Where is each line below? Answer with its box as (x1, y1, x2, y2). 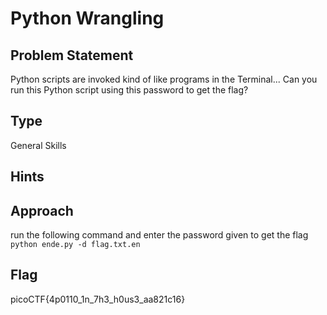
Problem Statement (10, 47, 134, 64)
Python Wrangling (10, 7, 165, 30)
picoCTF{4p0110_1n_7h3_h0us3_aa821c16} (10, 293, 186, 305)
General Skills (10, 139, 67, 151)
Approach (10, 202, 74, 219)
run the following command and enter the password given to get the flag (10, 229, 309, 241)
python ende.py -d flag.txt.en (10, 240, 141, 250)
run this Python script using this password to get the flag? (10, 84, 249, 96)
